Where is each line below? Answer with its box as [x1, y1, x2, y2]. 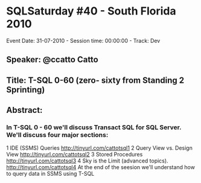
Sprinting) [6, 85, 45, 95]
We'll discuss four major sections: [6, 131, 109, 140]
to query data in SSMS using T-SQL [6, 170, 95, 178]
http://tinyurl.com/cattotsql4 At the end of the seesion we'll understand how [6, 164, 195, 171]
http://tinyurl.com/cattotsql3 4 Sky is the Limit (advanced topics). [6, 157, 168, 164]
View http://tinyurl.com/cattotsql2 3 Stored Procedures [6, 151, 143, 158]
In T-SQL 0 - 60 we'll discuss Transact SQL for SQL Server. [6, 123, 182, 132]
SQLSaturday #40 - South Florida [6, 4, 176, 18]
